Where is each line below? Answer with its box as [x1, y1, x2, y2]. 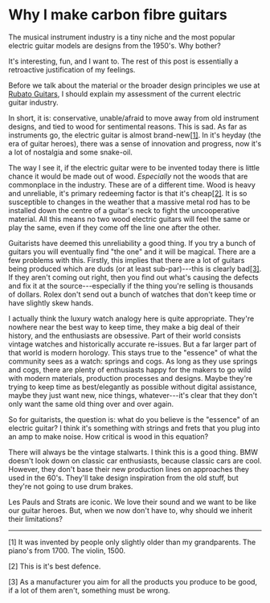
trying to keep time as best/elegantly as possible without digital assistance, [8, 382, 257, 392]
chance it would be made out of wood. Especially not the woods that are [8, 171, 248, 181]
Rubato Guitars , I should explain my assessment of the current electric [8, 88, 241, 98]
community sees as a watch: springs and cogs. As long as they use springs [8, 356, 258, 366]
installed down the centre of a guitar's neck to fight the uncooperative [8, 205, 240, 215]
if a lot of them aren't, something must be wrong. [8, 585, 170, 595]
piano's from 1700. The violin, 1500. [8, 545, 126, 556]
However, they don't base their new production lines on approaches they [8, 464, 249, 474]
